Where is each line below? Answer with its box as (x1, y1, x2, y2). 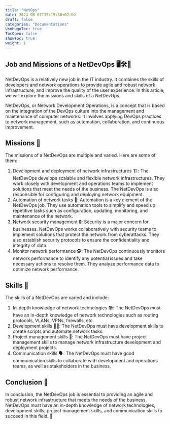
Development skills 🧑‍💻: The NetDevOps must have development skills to (12, 323, 164, 329)
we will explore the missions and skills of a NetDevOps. (5, 92, 121, 98)
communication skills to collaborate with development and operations (12, 358, 158, 364)
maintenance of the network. (12, 213, 74, 219)
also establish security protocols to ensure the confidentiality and (12, 237, 150, 243)
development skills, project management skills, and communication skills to (5, 408, 162, 413)
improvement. (5, 124, 35, 130)
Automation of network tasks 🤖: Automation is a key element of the (12, 197, 153, 203)
